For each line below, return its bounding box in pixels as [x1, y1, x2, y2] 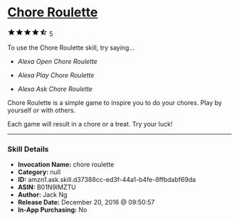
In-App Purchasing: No [17, 205, 87, 214]
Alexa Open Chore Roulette [17, 57, 98, 65]
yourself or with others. [7, 106, 76, 114]
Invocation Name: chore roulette [17, 161, 115, 169]
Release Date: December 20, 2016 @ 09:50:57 [17, 198, 155, 207]
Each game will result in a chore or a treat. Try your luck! [7, 119, 173, 128]
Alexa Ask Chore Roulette [17, 85, 93, 93]
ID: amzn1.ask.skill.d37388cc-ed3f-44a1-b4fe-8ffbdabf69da [17, 176, 196, 184]
